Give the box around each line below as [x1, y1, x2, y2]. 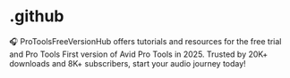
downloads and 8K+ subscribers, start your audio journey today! [9, 58, 246, 68]
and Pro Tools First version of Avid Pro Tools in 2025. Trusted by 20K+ [9, 49, 269, 59]
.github [9, 6, 64, 27]
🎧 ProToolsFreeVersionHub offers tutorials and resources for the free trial [9, 35, 282, 46]
